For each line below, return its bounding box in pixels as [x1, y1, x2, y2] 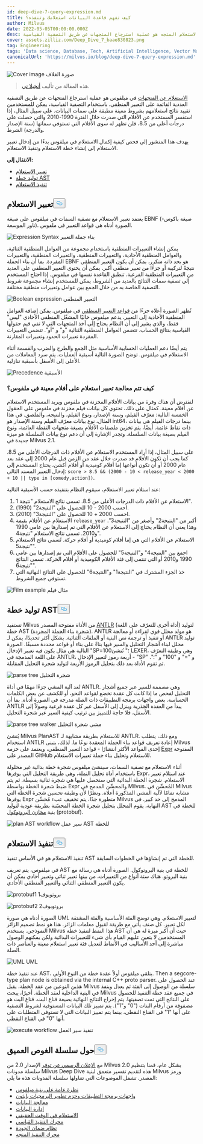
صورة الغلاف [45, 70, 75, 77]
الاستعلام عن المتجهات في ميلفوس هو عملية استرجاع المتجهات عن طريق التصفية [7, 94, 188, 101]
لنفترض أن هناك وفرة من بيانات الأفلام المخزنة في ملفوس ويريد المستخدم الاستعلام [7, 397, 193, 405]
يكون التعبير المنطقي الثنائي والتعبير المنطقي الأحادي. [7, 879, 126, 886]
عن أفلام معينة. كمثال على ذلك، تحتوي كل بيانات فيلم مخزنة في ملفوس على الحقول [7, 404, 194, 411]
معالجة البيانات [15, 1099, 49, 1106]
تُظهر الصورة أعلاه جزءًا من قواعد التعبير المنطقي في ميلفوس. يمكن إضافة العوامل [7, 307, 192, 315]
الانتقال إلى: [7, 155, 34, 163]
